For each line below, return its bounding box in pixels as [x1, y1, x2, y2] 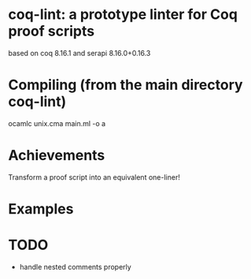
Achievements [8, 147, 105, 165]
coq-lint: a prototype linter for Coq [8, 6, 238, 24]
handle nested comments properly [19, 262, 131, 271]
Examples [8, 200, 74, 218]
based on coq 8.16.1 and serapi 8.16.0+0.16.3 [8, 48, 151, 58]
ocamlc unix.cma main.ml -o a [8, 118, 106, 128]
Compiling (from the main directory [8, 76, 243, 94]
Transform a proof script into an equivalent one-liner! [8, 172, 181, 182]
